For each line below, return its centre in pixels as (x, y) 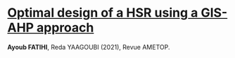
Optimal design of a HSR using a (103, 13)
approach (65, 28)
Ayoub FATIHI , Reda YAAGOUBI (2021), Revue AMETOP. (89, 47)
